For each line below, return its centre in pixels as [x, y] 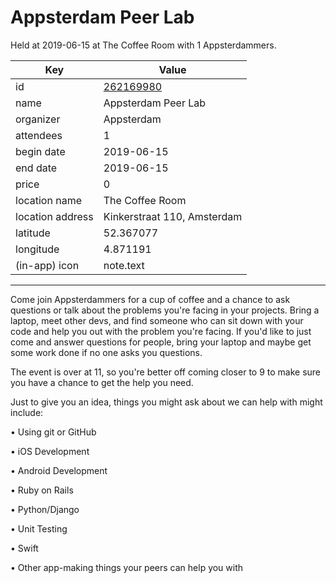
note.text [124, 265]
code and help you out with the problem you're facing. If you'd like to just [161, 331]
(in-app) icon [47, 265]
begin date [40, 151]
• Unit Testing [39, 528]
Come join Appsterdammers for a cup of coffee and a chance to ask [150, 299]
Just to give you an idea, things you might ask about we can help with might [166, 402]
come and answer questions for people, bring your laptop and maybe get [161, 342]
